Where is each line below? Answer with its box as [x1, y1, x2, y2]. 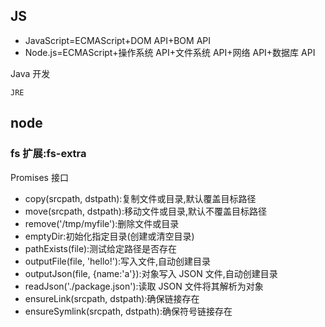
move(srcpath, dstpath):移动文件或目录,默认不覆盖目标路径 [24, 205, 268, 217]
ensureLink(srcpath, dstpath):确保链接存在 [24, 292, 200, 304]
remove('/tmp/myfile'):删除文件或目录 [24, 217, 180, 229]
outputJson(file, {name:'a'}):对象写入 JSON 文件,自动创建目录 [24, 267, 278, 279]
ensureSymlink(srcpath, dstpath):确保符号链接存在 [24, 305, 233, 317]
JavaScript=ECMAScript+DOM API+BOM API [24, 34, 211, 46]
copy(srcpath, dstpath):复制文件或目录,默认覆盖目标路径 [24, 192, 257, 204]
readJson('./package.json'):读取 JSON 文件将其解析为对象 [24, 280, 264, 292]
